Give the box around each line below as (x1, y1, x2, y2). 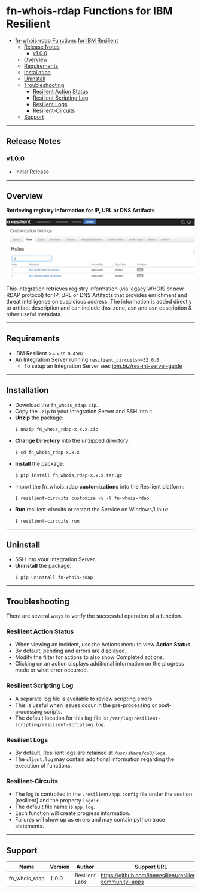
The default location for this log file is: (14, 714, 109, 721)
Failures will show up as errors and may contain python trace (14, 816, 166, 823)
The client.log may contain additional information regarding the (14, 756, 175, 763)
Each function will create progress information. (14, 810, 130, 817)
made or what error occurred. (14, 666, 89, 673)
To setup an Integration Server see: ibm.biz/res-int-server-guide (23, 362, 182, 370)
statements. (14, 822, 44, 829)
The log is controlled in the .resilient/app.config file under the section (14, 790, 193, 798)
